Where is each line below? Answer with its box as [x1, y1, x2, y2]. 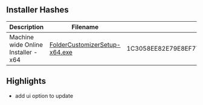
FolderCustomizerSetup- [49, 40, 121, 49]
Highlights [6, 76, 47, 86]
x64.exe [49, 48, 72, 56]
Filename [71, 22, 98, 31]
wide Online [9, 40, 43, 49]
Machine [9, 33, 34, 41]
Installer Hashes [6, 5, 69, 15]
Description [9, 22, 44, 31]
